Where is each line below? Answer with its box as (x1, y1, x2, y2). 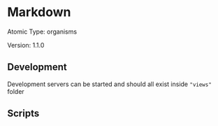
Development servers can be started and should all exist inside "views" (7, 80, 212, 88)
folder (7, 87, 24, 95)
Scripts (7, 108, 40, 120)
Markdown (7, 4, 71, 20)
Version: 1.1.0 (7, 41, 45, 49)
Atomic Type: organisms (7, 27, 78, 36)
